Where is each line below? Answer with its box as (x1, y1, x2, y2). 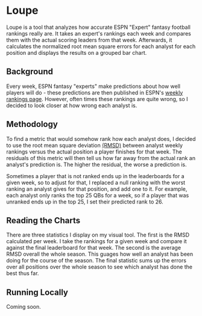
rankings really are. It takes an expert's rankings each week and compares (6, 29, 191, 37)
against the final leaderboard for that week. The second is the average (6, 244, 181, 252)
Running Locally (6, 287, 68, 297)
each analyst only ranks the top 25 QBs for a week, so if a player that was (6, 191, 189, 199)
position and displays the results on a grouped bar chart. (6, 49, 147, 56)
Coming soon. (6, 303, 41, 311)
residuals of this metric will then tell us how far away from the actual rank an (6, 154, 196, 161)
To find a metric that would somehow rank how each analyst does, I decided (6, 135, 196, 142)
